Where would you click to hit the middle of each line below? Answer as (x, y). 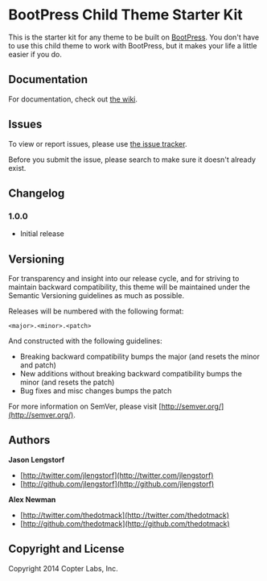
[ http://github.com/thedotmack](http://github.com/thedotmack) (125, 523)
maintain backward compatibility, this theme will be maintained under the (129, 287)
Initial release (42, 234)
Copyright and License (66, 549)
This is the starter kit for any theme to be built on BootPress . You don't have (134, 37)
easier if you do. (35, 54)
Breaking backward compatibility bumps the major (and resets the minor (140, 357)
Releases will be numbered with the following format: (96, 311)
